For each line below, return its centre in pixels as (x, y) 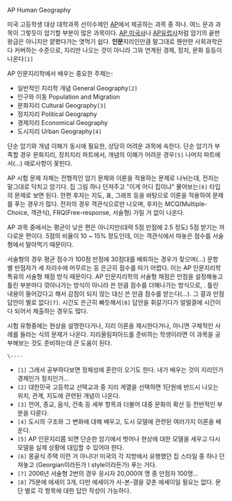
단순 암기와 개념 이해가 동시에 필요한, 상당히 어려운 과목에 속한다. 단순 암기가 (110, 146)
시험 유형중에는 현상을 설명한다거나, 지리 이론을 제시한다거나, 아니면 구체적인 (110, 325)
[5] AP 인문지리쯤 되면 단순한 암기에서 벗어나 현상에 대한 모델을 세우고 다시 (119, 439)
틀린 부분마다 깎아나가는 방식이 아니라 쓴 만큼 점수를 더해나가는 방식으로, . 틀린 (113, 285)
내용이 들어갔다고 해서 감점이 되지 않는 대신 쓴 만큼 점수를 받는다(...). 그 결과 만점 (116, 294)
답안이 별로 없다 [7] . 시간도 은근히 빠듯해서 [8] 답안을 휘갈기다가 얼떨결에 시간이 (114, 302)
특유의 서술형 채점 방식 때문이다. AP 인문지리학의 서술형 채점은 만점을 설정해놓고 (115, 276)
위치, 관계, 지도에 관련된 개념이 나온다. (69, 396)
